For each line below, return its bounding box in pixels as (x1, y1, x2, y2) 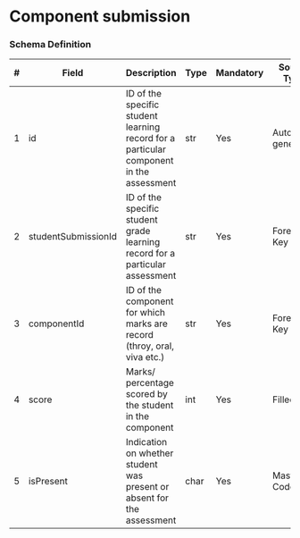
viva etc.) (125, 351, 165, 364)
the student (125, 399, 174, 412)
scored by (125, 388, 168, 400)
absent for (125, 492, 170, 504)
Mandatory (215, 67, 264, 80)
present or (125, 481, 170, 493)
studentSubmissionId (28, 231, 118, 243)
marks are (125, 317, 168, 330)
